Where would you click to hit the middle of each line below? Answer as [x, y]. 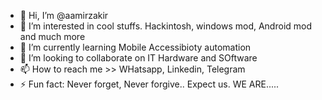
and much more [52, 36]
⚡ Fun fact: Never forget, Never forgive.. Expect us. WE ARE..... [149, 84]
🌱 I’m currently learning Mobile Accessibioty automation [135, 47]
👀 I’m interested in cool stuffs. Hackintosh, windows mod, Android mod [166, 26]
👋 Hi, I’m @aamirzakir [64, 15]
